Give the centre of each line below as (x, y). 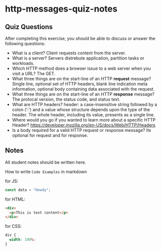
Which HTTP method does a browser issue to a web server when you (81, 68)
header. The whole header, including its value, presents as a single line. (83, 115)
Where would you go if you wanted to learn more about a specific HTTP (84, 120)
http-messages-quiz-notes (61, 9)
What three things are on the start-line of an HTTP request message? (81, 79)
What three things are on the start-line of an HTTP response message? (83, 94)
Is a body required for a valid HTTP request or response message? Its (81, 130)
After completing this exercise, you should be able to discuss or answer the (80, 38)
